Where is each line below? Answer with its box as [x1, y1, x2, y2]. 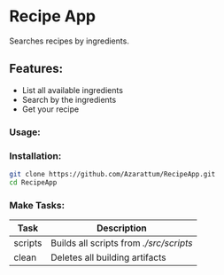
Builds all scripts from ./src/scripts [50, 237, 193, 249]
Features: [9, 61, 64, 76]
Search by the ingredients [21, 94, 117, 105]
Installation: [9, 149, 62, 161]
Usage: [9, 126, 42, 138]
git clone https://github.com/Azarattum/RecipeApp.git [9, 169, 216, 178]
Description [96, 222, 148, 234]
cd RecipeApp [9, 177, 58, 187]
